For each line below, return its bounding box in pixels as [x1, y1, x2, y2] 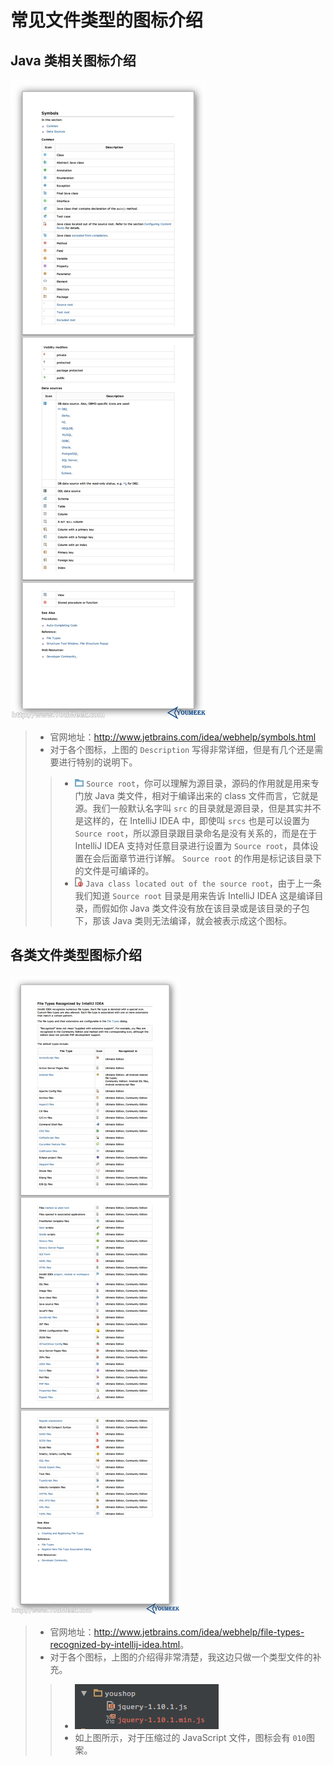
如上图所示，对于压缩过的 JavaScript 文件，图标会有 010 [74, 1731, 307, 1743]
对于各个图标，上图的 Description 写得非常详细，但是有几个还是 [49, 744, 315, 755]
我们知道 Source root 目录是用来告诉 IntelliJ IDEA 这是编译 [74, 890, 315, 901]
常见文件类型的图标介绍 [10, 9, 204, 32]
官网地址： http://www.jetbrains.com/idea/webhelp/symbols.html [49, 731, 317, 743]
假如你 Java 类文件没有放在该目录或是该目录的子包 [101, 902, 310, 914]
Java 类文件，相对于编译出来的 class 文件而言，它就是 [94, 790, 319, 801]
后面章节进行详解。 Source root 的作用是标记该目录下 [101, 852, 323, 864]
